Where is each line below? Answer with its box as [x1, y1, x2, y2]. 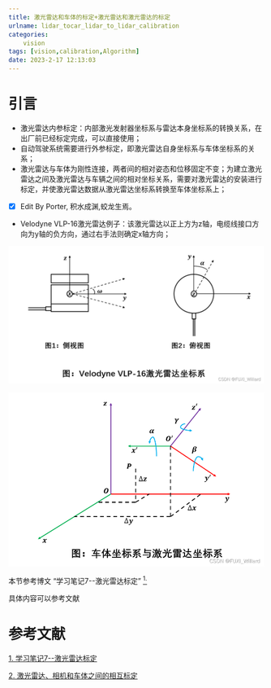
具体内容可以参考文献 [8, 593, 80, 603]
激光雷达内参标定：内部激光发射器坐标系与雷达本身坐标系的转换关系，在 [19, 123, 262, 133]
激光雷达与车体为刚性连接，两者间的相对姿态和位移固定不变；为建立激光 [19, 164, 262, 173]
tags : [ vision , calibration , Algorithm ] [8, 47, 140, 56]
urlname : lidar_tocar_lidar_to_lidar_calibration [8, 21, 180, 30]
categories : [8, 30, 49, 38]
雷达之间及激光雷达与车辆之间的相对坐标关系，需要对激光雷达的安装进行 [19, 173, 262, 183]
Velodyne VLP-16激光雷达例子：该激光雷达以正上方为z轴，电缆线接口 [19, 219, 252, 228]
